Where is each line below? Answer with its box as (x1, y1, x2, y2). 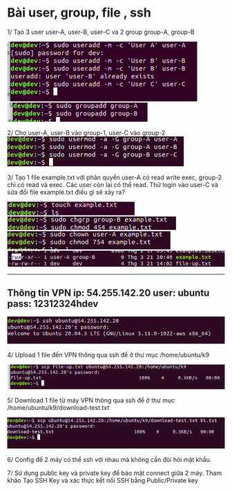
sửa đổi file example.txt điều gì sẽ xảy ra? (7, 188, 126, 196)
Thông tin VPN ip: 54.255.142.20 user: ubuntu (7, 287, 210, 298)
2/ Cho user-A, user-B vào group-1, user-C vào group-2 (7, 128, 166, 136)
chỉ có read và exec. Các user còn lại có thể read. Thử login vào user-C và (7, 180, 219, 188)
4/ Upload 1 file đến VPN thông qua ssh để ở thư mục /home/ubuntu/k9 (7, 351, 210, 359)
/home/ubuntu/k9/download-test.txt (7, 404, 110, 412)
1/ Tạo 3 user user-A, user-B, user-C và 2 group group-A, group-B (7, 28, 195, 36)
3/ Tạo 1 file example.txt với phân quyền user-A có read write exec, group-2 (7, 173, 222, 181)
